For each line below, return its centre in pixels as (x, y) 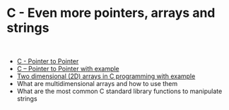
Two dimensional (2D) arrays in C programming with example (106, 76)
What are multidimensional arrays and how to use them (97, 83)
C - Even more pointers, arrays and (111, 13)
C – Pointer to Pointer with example (68, 68)
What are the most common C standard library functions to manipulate (119, 91)
